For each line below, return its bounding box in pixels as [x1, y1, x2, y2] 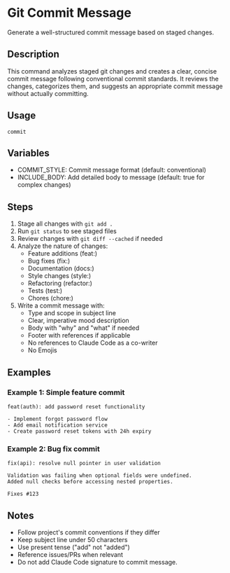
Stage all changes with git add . [17, 219, 113, 228]
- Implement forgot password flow [7, 415, 108, 422]
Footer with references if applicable [27, 331, 131, 340]
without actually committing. [7, 89, 89, 97]
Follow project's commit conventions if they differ [17, 527, 161, 537]
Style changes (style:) [27, 272, 92, 280]
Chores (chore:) [27, 294, 73, 303]
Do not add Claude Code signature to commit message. [17, 558, 178, 566]
